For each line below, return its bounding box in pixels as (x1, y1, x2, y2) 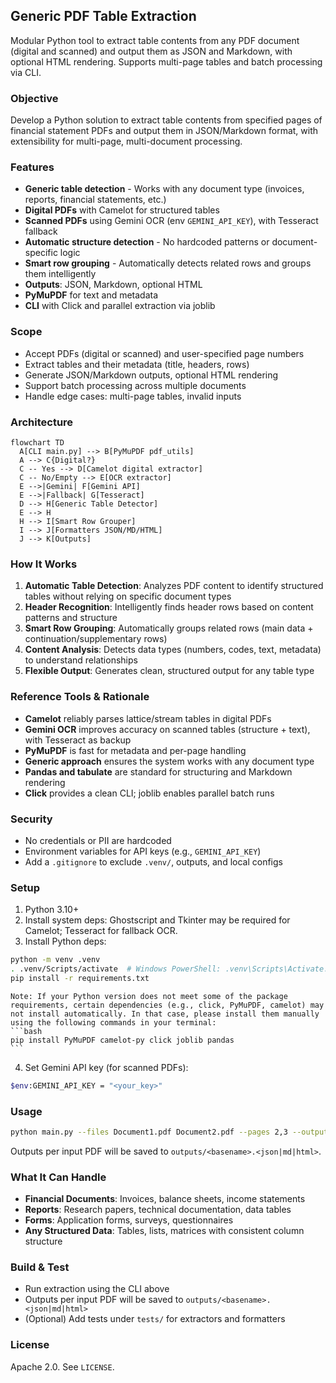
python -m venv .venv (10, 955, 101, 965)
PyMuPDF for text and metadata (24, 289, 159, 301)
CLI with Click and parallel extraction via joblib (24, 300, 216, 312)
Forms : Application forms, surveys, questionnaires (24, 1214, 234, 1226)
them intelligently (24, 268, 97, 280)
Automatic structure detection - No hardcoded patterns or (24, 236, 270, 248)
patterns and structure (24, 612, 118, 624)
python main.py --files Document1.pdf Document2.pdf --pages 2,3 (10, 1127, 288, 1137)
